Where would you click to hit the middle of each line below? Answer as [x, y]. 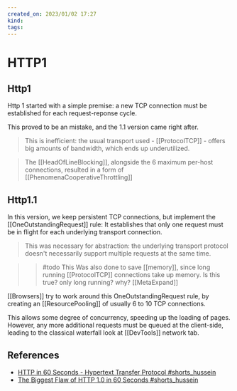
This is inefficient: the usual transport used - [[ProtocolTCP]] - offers [125, 141]
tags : [15, 27]
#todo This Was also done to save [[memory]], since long [126, 267]
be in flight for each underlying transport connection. [85, 232]
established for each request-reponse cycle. [72, 113]
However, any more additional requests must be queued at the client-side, [115, 325]
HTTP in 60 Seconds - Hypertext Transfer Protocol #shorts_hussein [117, 372]
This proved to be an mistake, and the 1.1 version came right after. [103, 127]
